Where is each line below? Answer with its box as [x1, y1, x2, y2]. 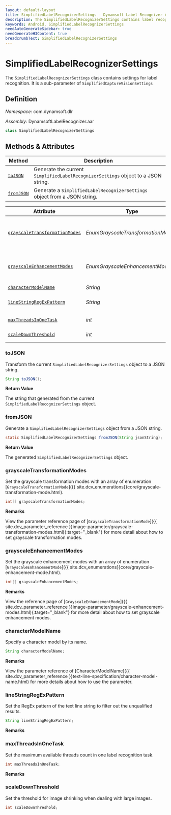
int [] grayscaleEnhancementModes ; [5, 579, 79, 585]
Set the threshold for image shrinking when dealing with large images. [5, 795, 152, 801]
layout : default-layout [5, 7, 56, 13]
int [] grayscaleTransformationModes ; [5, 499, 85, 504]
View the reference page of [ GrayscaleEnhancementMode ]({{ [5, 599, 127, 604]
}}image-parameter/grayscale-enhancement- [68, 604, 164, 610]
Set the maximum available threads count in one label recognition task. [5, 752, 154, 758]
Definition [5, 95, 37, 103]
